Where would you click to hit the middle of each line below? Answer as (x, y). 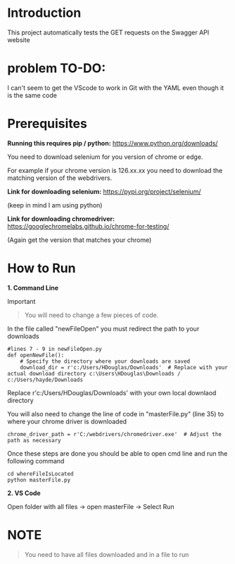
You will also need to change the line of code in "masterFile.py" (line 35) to (115, 414)
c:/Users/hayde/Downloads (45, 380)
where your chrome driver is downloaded (67, 421)
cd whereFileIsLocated (40, 474)
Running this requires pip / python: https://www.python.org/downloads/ (113, 143)
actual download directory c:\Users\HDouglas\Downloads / (94, 373)
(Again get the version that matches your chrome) (80, 240)
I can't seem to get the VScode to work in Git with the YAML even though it (116, 88)
